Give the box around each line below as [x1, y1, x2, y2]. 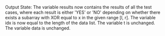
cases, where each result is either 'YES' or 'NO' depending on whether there [5, 9, 161, 15]
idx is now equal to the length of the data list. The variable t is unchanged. [5, 20, 155, 26]
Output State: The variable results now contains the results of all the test [5, 4, 152, 10]
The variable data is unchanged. [5, 25, 70, 31]
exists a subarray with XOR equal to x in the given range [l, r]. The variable [5, 15, 156, 20]
